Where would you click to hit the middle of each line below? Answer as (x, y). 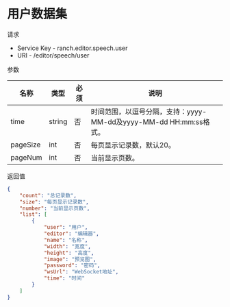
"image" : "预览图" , (70, 259)
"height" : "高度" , (69, 253)
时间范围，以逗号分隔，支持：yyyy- (149, 112)
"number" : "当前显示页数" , (55, 208)
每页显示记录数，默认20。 (133, 145)
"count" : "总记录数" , (48, 195)
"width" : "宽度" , (67, 246)
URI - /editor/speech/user (53, 55)
